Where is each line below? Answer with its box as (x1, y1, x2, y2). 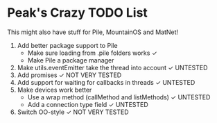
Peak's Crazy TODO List (7, 5, 148, 21)
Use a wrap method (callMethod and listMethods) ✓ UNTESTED (27, 92, 211, 101)
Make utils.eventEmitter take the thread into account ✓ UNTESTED (17, 63, 208, 72)
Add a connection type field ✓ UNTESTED (27, 100, 149, 108)
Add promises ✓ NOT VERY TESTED (17, 71, 122, 79)
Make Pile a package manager (27, 56, 114, 64)
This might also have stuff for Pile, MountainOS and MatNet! (7, 28, 179, 36)
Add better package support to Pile (17, 41, 118, 49)
